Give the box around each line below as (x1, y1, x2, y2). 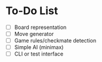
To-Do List (5, 4, 58, 18)
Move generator (14, 31, 54, 37)
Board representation (14, 24, 67, 31)
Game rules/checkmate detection (14, 37, 97, 44)
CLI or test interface (14, 50, 64, 57)
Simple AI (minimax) (14, 44, 64, 51)
